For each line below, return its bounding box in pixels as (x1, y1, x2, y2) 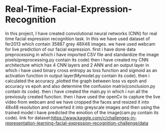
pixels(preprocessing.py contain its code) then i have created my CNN (5, 57, 149, 63)
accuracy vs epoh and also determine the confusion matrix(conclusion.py (5, 83, 156, 89)
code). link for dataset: (5, 115, 52, 121)
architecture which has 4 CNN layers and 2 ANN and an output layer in (5, 62, 150, 68)
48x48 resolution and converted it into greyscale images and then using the (5, 104, 160, 110)
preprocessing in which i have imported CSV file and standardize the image (5, 51, 159, 58)
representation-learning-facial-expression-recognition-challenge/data (5, 120, 149, 126)
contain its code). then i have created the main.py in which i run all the (5, 88, 148, 94)
